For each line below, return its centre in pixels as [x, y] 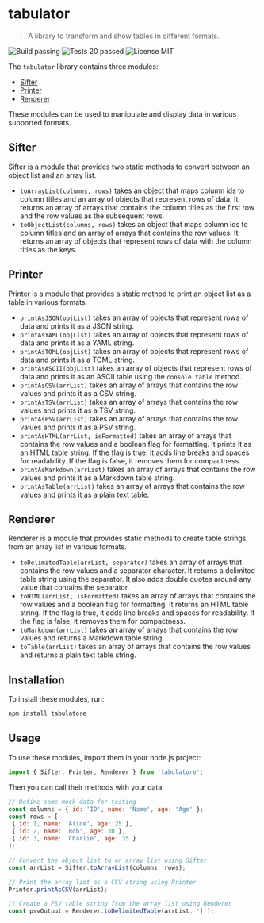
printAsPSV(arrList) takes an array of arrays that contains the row [129, 418]
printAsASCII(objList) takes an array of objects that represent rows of [136, 368]
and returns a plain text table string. [78, 655]
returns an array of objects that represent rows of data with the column [136, 241]
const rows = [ [33, 817]
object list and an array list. [52, 175]
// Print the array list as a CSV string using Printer [102, 882]
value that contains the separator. [75, 587]
